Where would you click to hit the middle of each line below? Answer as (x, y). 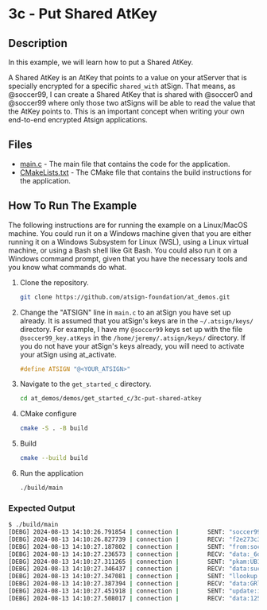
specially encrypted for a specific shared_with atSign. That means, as (122, 86)
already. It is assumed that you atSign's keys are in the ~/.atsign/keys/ (137, 320)
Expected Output (42, 508)
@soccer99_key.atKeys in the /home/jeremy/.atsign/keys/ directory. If (133, 338)
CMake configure (48, 414)
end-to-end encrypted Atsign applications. (78, 120)
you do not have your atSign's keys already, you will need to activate (132, 346)
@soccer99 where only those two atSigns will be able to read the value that (132, 103)
